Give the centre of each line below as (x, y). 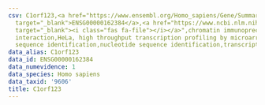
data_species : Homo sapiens (54, 74)
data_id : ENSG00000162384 (50, 60)
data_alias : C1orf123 (44, 52)
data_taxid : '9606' (40, 81)
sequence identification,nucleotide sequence (91, 45)
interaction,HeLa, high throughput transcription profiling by (121, 37)
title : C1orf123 (35, 89)
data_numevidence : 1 (42, 67)
